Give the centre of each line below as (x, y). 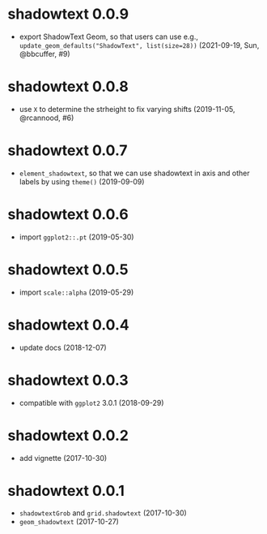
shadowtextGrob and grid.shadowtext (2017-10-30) (103, 513)
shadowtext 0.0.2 (68, 435)
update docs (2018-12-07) (63, 347)
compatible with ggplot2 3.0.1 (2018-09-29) (91, 403)
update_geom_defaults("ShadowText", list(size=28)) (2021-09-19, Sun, (139, 45)
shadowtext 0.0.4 (69, 325)
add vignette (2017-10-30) (63, 458)
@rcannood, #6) (47, 118)
